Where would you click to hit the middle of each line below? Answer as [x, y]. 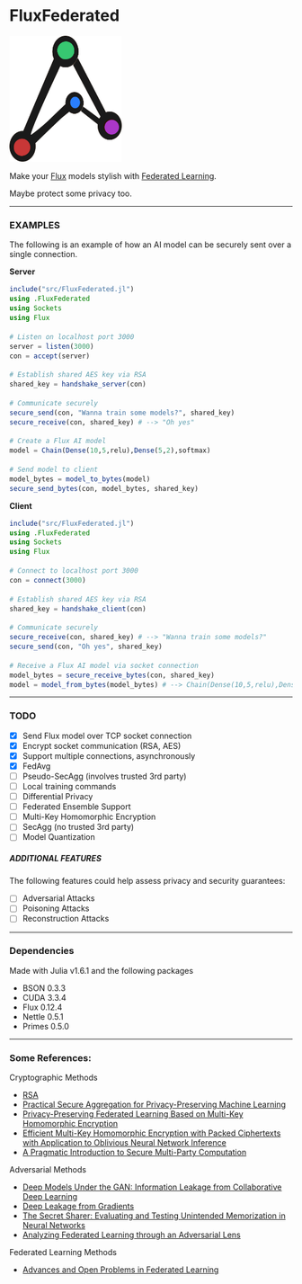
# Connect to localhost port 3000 [74, 571]
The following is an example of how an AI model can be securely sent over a [151, 245]
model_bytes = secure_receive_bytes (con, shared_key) [112, 675]
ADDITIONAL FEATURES [55, 858]
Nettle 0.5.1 [43, 1016]
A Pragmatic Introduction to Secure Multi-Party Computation [134, 1153]
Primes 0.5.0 [46, 1026]
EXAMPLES [35, 226]
